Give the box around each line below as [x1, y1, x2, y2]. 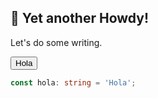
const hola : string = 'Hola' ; [10, 77, 137, 88]
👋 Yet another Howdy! [10, 10, 150, 27]
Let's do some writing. [10, 36, 103, 48]
